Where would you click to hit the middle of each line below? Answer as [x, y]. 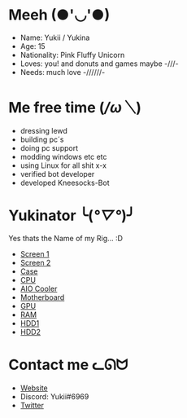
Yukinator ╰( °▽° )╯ [72, 216]
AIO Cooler [39, 288]
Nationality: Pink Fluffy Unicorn [72, 55]
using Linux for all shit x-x [63, 165]
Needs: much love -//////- [63, 72]
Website [34, 388]
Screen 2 [35, 262]
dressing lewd [43, 130]
